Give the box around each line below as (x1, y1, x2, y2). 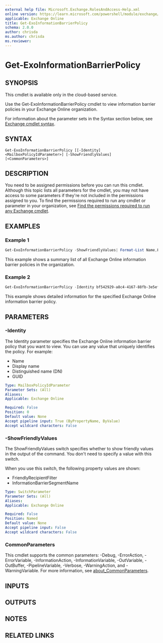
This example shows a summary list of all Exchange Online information (5, 256, 147, 262)
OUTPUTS (5, 598, 36, 607)
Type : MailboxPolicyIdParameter (5, 383, 70, 388)
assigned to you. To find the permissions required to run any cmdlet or (5, 198, 146, 204)
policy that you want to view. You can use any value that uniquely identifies (5, 343, 155, 349)
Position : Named (5, 516, 38, 521)
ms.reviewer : (5, 39, 32, 44)
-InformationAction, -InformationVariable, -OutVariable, (33, 558, 144, 563)
